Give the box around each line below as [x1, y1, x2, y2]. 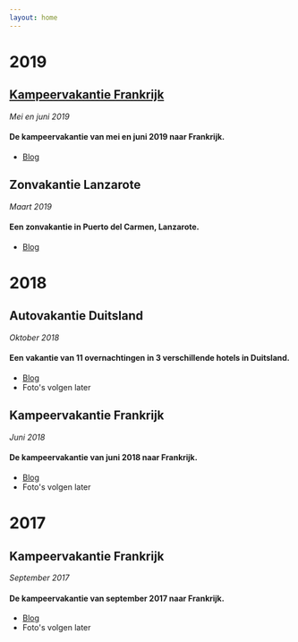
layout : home [9, 13, 58, 22]
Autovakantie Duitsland [9, 308, 144, 323]
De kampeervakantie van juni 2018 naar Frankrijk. [9, 452, 199, 463]
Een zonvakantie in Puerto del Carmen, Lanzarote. [9, 221, 200, 233]
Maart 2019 [9, 201, 52, 211]
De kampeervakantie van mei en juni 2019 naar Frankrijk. [9, 132, 226, 142]
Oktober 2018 [9, 332, 60, 343]
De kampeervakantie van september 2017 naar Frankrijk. [9, 593, 226, 603]
